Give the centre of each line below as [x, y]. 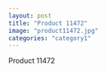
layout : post [30, 16]
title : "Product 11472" [48, 23]
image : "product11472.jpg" [53, 30]
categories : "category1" [50, 38]
